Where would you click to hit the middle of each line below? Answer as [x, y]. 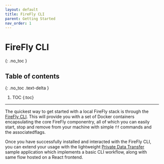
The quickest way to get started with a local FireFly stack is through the [77, 111]
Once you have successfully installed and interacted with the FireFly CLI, [78, 142]
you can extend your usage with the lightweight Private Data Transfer [75, 147]
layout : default [21, 10]
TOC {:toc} [23, 97]
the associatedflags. [25, 132]
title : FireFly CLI [25, 14]
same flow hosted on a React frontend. [44, 157]
